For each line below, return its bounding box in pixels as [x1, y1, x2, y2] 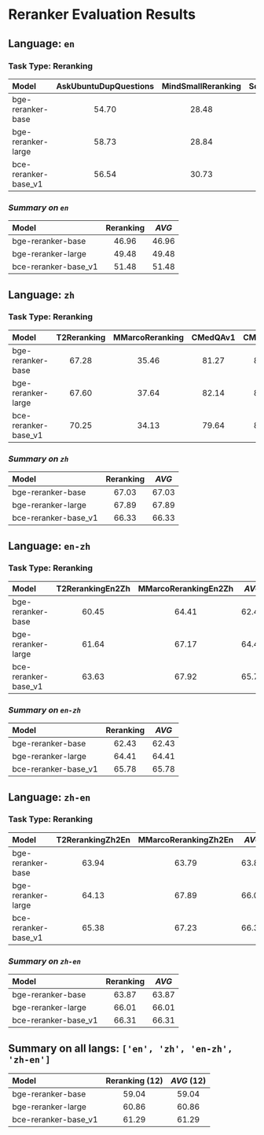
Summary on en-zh [8, 704, 81, 715]
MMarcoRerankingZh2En [137, 834, 234, 845]
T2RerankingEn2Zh [56, 583, 131, 594]
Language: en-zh [8, 539, 91, 552]
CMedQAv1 [191, 332, 236, 343]
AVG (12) [170, 1075, 207, 1086]
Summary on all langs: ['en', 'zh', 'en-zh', [8, 1041, 233, 1055]
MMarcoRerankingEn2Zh [137, 583, 234, 594]
